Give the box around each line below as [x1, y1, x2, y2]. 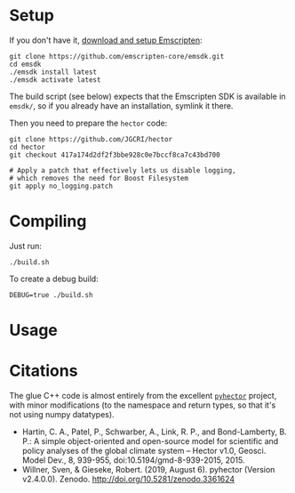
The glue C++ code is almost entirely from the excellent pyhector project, [9, 391, 277, 400]
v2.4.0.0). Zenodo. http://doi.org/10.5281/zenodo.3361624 [21, 473, 235, 484]
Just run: [9, 240, 43, 251]
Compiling [9, 211, 87, 231]
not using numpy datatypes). [9, 409, 115, 419]
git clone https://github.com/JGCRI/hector [9, 134, 173, 143]
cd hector [9, 142, 46, 151]
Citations [9, 361, 78, 381]
